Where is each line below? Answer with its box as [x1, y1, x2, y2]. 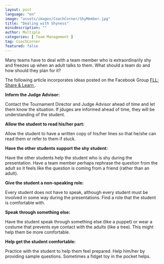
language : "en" [5, 12, 36, 17]
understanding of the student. [5, 111, 65, 118]
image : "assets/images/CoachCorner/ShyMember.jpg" [5, 16, 111, 21]
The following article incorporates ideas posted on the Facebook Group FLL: [5, 77, 159, 83]
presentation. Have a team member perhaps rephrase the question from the [5, 160, 158, 166]
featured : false [5, 44, 38, 48]
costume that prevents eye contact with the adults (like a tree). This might [5, 224, 154, 230]
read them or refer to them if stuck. [5, 136, 76, 142]
